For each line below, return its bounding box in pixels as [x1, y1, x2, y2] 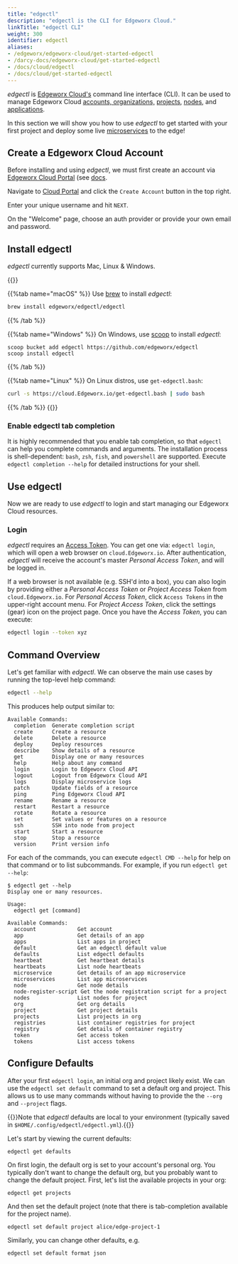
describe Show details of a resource [13, 746, 135, 754]
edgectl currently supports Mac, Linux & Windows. [7, 262, 156, 271]
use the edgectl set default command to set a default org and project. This [7, 1084, 231, 1092]
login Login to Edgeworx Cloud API [13, 766, 139, 773]
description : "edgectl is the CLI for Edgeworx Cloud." [7, 17, 176, 24]
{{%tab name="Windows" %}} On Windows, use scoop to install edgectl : [7, 330, 222, 339]
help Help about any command [13, 759, 122, 766]
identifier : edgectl [7, 37, 69, 44]
